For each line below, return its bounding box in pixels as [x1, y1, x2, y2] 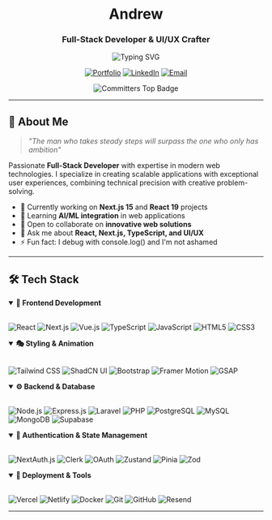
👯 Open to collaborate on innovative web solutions [19, 220, 192, 230]
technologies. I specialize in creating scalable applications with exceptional [8, 170, 259, 179]
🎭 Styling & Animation [15, 338, 95, 349]
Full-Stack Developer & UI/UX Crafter [62, 34, 210, 45]
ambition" [28, 145, 62, 155]
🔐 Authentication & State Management [15, 431, 148, 440]
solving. [8, 187, 35, 196]
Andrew [108, 5, 164, 24]
